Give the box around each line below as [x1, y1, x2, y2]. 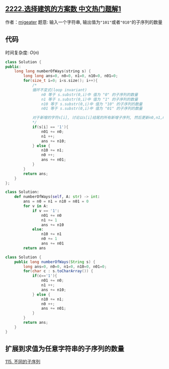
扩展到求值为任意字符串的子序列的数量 [5, 344, 124, 353]
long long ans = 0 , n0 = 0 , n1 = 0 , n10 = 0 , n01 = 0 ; [23, 73, 118, 79]
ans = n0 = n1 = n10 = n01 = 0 [23, 199, 89, 204]
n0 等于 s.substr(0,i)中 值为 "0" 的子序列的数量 [41, 92, 138, 97]
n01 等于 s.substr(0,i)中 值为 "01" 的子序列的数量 [41, 106, 143, 111]
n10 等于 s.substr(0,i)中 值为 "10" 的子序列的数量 [41, 101, 143, 106]
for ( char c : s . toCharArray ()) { [23, 269, 94, 274]
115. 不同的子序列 [5, 358, 41, 365]
